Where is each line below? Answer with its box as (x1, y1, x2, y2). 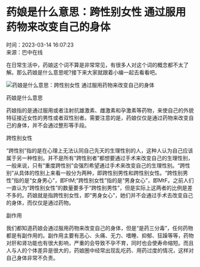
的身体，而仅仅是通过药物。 (6, 199, 74, 206)
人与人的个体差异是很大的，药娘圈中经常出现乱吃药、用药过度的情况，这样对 (6, 247, 194, 254)
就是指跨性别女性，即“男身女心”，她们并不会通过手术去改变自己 (37, 191, 193, 198)
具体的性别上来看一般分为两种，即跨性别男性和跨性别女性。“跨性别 (18, 169, 183, 176)
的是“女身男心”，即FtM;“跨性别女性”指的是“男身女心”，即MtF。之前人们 (18, 176, 194, 184)
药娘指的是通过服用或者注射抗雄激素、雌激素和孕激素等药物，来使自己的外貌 (6, 107, 194, 114)
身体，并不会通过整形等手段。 (16, 122, 90, 129)
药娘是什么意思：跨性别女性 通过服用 (6, 5, 186, 19)
